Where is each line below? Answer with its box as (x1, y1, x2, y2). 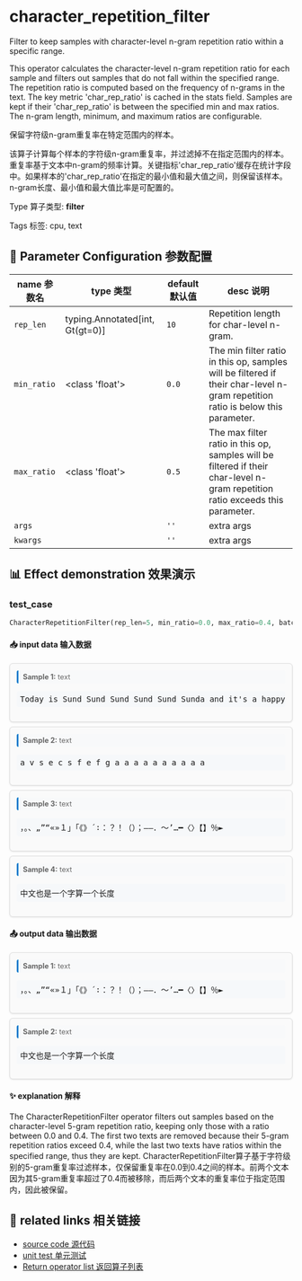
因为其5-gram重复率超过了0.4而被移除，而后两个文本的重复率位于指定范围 (9, 1172, 286, 1183)
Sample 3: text (22, 799, 73, 808)
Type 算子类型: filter (9, 200, 85, 212)
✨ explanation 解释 (9, 1091, 81, 1101)
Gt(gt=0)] (65, 323, 106, 336)
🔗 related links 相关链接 (9, 1213, 141, 1228)
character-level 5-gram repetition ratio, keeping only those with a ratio (9, 1120, 270, 1131)
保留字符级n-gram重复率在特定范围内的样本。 (9, 128, 179, 140)
